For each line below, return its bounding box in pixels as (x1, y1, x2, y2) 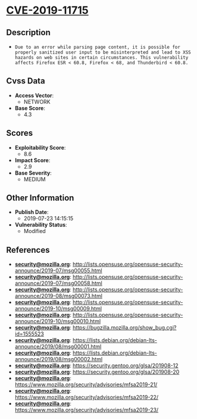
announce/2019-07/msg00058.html (14, 280, 102, 287)
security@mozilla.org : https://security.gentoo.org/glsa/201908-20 (14, 368, 180, 375)
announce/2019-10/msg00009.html (14, 305, 102, 312)
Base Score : (14, 104, 46, 111)
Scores (6, 128, 33, 138)
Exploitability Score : (14, 144, 66, 151)
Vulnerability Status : (14, 221, 67, 228)
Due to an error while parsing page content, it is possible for (14, 44, 180, 50)
